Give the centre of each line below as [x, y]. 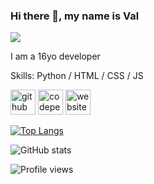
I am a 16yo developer [55, 56]
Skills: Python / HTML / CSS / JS [77, 76]
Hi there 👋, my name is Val [75, 16]
